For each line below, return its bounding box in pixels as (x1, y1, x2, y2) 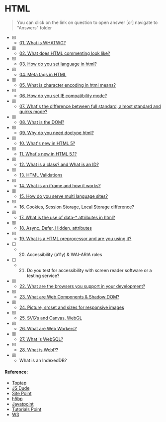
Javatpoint (11, 401, 34, 407)
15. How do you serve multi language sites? (19, 193, 108, 199)
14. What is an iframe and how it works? (19, 182, 101, 188)
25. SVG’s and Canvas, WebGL (19, 315, 83, 321)
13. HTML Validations (19, 172, 63, 178)
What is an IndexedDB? (19, 357, 67, 363)
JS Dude (11, 385, 30, 391)
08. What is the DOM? (19, 119, 65, 125)
